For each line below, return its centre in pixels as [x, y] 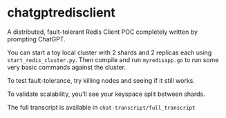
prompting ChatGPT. [36, 39]
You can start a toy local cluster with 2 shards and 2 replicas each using [110, 52]
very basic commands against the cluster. [67, 67]
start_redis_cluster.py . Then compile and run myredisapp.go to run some [113, 59]
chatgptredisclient [62, 13]
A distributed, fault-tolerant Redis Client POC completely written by [103, 32]
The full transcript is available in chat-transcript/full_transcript [101, 107]
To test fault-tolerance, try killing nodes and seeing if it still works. [101, 80]
